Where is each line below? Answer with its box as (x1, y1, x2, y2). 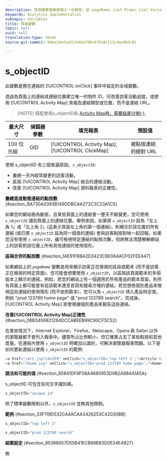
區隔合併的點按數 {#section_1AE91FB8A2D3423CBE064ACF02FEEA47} (5, 253, 151, 259)
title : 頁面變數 (5, 21, 36, 26)
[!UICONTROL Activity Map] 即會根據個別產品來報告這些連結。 (5, 301, 133, 307)
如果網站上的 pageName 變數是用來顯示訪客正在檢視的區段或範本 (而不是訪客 (5, 263, 159, 269)
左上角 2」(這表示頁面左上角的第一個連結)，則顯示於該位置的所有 (25, 224, 159, 230)
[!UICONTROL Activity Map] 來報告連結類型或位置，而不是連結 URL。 (10, 99, 153, 105)
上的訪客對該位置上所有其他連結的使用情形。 (5, 242, 97, 248)
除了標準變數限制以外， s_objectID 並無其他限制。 (5, 401, 107, 407)
